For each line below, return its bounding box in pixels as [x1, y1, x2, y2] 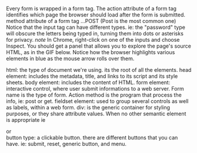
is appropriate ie [6, 117, 46, 123]
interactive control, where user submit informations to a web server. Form [6, 85, 184, 92]
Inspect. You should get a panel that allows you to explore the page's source [6, 42, 192, 49]
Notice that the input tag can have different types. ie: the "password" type [6, 24, 185, 31]
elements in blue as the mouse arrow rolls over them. [6, 55, 135, 62]
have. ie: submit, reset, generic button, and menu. [6, 141, 127, 147]
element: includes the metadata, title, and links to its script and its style [6, 73, 178, 79]
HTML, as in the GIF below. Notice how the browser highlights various [6, 49, 175, 55]
